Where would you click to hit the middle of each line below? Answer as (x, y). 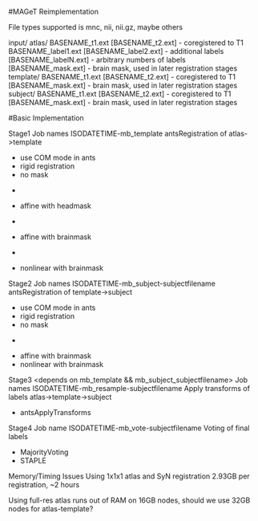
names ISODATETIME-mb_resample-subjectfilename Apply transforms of (129, 388)
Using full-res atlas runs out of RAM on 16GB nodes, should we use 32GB (129, 500)
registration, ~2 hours (44, 484)
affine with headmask (56, 206)
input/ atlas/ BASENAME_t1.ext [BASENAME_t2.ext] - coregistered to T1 (126, 43)
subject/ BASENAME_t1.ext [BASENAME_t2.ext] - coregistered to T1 (120, 94)
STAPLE (33, 460)
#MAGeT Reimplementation (53, 12)
